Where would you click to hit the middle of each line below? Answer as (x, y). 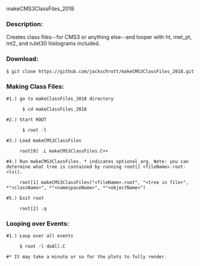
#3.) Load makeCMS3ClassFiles (44, 140)
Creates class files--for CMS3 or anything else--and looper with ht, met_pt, (99, 37)
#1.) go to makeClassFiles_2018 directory (60, 99)
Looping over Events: (38, 224)
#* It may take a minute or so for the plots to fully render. (87, 257)
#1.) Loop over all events (40, 236)
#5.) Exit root (25, 198)
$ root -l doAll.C (43, 247)
